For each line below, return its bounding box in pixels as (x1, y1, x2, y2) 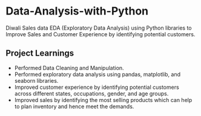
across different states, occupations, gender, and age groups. (14, 89, 169, 97)
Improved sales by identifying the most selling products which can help (14, 96, 193, 103)
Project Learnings (5, 48, 74, 59)
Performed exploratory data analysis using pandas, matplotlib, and (14, 71, 181, 78)
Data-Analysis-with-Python (5, 4, 149, 18)
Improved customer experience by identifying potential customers (14, 83, 179, 91)
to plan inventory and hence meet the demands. (14, 103, 134, 110)
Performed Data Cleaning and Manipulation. (14, 64, 125, 71)
